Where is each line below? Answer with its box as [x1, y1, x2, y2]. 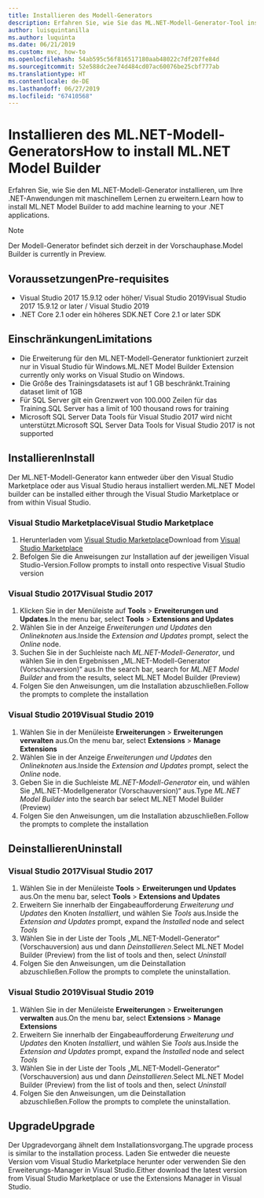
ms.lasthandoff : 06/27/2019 [8, 84, 101, 93]
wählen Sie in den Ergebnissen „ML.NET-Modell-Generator [19, 656, 211, 666]
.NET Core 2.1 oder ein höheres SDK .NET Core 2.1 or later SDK [19, 310, 222, 319]
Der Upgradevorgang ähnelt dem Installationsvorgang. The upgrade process [8, 1141, 254, 1150]
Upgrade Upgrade [8, 1119, 96, 1133]
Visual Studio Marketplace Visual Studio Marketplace [8, 517, 214, 528]
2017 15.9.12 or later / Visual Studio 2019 [19, 301, 150, 311]
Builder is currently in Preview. [8, 250, 107, 259]
